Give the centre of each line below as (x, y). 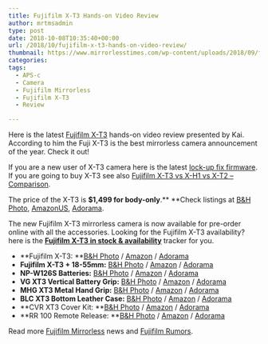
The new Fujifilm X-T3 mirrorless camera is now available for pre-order (125, 224)
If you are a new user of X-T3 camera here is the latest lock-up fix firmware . (133, 167)
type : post (26, 30)
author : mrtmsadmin (41, 23)
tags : (17, 68)
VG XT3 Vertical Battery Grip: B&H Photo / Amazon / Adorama (123, 282)
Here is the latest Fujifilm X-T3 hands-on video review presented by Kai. (126, 135)
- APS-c (28, 75)
